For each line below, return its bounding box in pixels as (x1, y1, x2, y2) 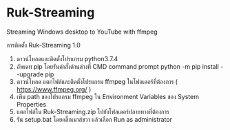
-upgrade (16, 70, 44, 78)
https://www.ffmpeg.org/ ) (16, 85, 92, 94)
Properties (16, 100, 46, 108)
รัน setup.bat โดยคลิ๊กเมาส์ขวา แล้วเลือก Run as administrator (16, 115, 173, 123)
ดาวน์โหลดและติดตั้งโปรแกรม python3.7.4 (16, 54, 118, 63)
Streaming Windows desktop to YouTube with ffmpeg (6, 28, 158, 36)
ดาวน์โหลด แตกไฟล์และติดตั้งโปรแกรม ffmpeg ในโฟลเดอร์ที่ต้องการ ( (16, 77, 178, 85)
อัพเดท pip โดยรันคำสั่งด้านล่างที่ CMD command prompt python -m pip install (16, 62, 220, 70)
